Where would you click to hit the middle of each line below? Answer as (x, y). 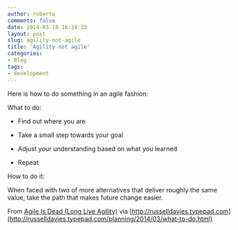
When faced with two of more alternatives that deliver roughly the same (113, 190)
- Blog (17, 60)
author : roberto (31, 14)
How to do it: (26, 176)
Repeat (28, 162)
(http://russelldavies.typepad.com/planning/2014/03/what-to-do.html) (110, 219)
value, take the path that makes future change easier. (85, 197)
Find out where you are (52, 121)
